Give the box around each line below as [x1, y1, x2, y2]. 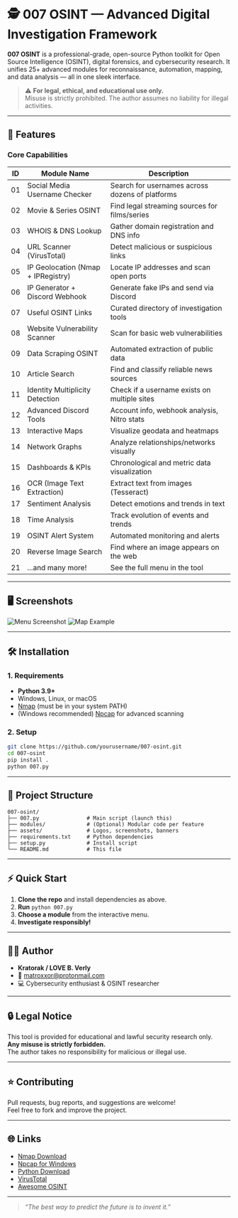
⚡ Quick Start [7, 872, 67, 885]
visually [110, 446, 136, 456]
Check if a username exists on [110, 385, 211, 395]
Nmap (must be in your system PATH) [17, 702, 127, 710]
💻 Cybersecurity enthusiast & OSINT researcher [17, 979, 160, 988]
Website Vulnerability [27, 324, 98, 333]
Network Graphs [27, 442, 82, 452]
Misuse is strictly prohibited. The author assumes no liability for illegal [24, 94, 229, 102]
